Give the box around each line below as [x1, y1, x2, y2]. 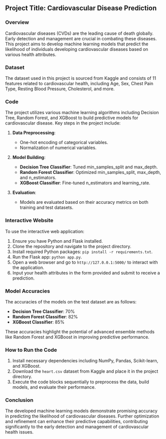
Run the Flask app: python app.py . [12, 254, 82, 260]
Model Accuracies [5, 288, 50, 294]
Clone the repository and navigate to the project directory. [12, 243, 132, 249]
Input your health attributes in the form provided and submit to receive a [12, 270, 160, 276]
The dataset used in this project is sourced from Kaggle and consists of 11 [5, 75, 157, 81]
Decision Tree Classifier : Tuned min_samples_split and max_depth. [19, 164, 158, 170]
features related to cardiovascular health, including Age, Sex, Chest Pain [5, 80, 154, 86]
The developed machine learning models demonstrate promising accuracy [5, 408, 158, 414]
